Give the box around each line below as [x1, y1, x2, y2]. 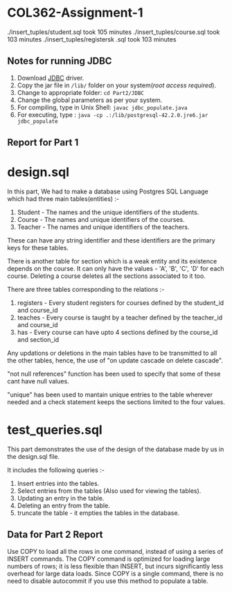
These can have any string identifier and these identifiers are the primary [7, 236, 216, 245]
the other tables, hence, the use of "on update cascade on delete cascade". [7, 356, 224, 365]
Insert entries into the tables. [17, 480, 100, 488]
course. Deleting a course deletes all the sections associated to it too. [7, 272, 206, 280]
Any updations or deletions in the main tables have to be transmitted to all [7, 349, 217, 358]
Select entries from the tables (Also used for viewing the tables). [17, 487, 202, 495]
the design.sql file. [7, 453, 60, 461]
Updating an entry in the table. [17, 494, 105, 503]
